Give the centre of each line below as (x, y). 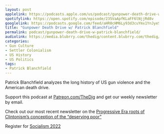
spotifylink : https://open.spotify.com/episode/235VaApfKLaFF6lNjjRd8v (79, 19)
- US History (18, 55)
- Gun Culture (20, 46)
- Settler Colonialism (28, 50)
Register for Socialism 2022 (33, 126)
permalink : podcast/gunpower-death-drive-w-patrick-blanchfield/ (73, 32)
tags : (10, 64)
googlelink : (17, 23)
